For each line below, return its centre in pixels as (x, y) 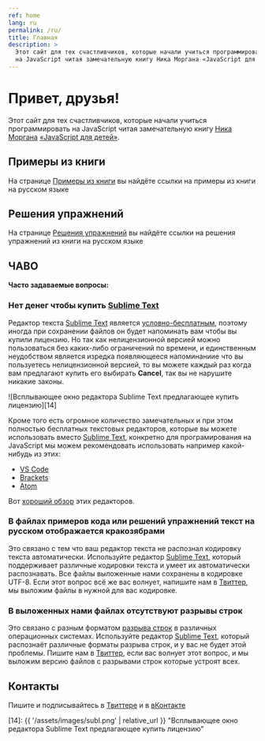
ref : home (24, 15)
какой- (233, 445)
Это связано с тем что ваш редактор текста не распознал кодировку (125, 548)
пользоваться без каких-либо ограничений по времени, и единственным (132, 348)
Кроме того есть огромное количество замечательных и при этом (121, 420)
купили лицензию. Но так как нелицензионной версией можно (114, 339)
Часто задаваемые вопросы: (58, 285)
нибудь (21, 453)
